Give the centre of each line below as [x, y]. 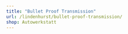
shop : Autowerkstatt [32, 22]
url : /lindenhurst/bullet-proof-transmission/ [64, 17]
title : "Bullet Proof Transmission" [51, 11]
